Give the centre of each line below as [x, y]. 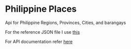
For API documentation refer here [39, 41]
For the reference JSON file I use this [42, 32]
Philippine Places [41, 9]
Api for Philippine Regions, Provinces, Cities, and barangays [65, 23]
